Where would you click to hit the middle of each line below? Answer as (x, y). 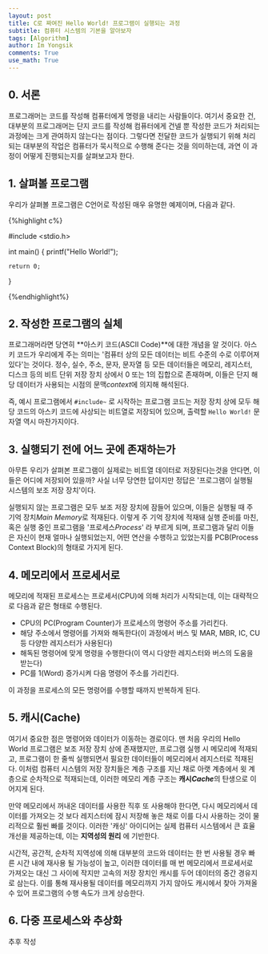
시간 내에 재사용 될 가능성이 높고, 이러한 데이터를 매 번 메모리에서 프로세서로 (135, 863)
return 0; (25, 266)
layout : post (30, 16)
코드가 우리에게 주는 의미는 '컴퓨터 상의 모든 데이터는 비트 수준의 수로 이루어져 (138, 354)
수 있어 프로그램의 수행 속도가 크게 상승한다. (77, 893)
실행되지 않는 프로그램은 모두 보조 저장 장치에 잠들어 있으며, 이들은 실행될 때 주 (131, 507)
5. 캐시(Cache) (45, 718)
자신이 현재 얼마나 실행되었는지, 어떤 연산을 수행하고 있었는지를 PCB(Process (137, 537)
